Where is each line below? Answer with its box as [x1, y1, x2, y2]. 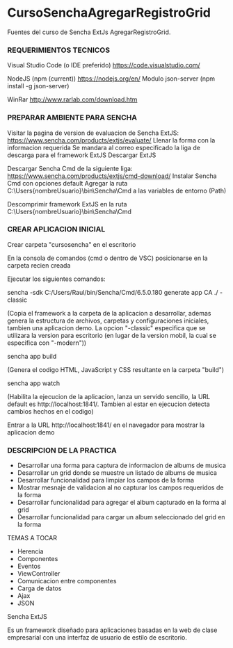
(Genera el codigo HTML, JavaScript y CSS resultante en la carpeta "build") [7, 365, 225, 373]
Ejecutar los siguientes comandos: [7, 275, 106, 283]
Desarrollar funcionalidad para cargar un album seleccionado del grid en [17, 513, 225, 521]
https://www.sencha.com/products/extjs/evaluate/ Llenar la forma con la [7, 136, 216, 144]
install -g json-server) [7, 82, 70, 90]
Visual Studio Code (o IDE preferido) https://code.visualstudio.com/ [7, 61, 200, 70]
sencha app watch [7, 379, 61, 387]
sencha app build [7, 352, 57, 360]
